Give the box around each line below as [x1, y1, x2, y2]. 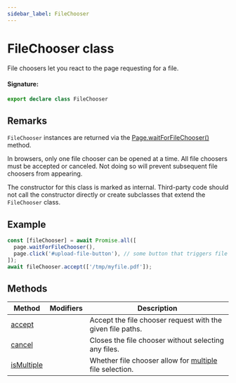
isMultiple [11, 360, 44, 370]
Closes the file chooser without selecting [89, 335, 225, 345]
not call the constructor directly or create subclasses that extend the [7, 190, 206, 199]
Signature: [7, 80, 39, 89]
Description [137, 304, 178, 313]
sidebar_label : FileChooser [7, 10, 90, 18]
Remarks [7, 115, 48, 127]
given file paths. [89, 324, 143, 334]
